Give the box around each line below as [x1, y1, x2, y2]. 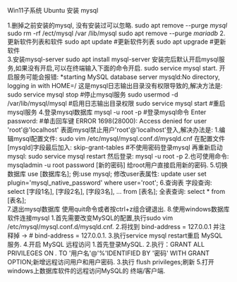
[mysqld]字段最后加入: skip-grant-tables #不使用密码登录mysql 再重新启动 [7, 143, 224, 152]
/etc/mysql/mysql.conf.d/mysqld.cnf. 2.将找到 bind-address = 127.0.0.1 [7, 223, 212, 231]
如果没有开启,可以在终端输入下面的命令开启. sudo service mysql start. [15, 64, 218, 72]
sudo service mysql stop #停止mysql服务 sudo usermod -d [7, 90, 178, 99]
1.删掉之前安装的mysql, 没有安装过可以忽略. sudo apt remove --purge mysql [7, 21, 228, 30]
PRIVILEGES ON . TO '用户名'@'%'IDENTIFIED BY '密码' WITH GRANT [7, 249, 210, 257]
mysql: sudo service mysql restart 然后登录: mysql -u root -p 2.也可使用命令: [7, 152, 229, 160]
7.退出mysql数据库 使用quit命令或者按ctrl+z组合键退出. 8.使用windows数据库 [7, 205, 230, 213]
